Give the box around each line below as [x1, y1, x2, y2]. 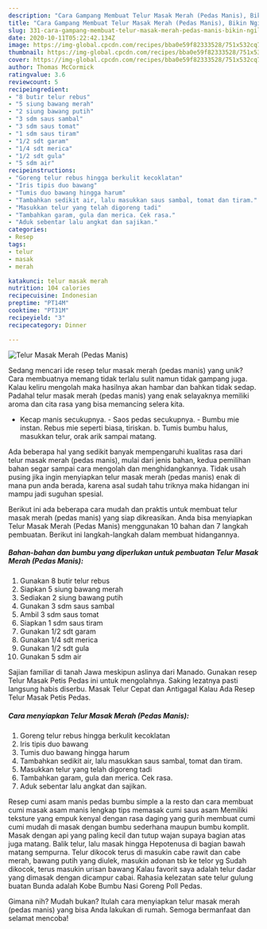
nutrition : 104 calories [8, 284, 91, 292]
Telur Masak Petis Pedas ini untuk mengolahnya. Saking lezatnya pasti [8, 676, 238, 685]
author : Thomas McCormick [8, 64, 94, 71]
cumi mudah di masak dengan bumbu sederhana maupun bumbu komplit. [8, 823, 250, 832]
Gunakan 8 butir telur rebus [19, 576, 110, 586]
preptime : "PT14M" [8, 299, 69, 307]
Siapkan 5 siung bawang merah [19, 584, 123, 594]
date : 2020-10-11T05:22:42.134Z [8, 33, 115, 42]
